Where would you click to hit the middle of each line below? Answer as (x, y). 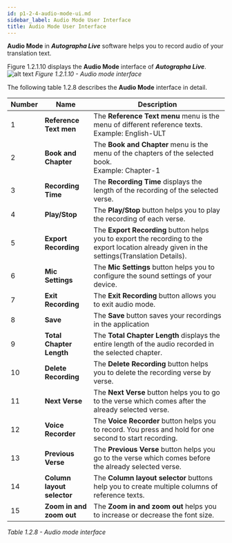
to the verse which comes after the (150, 401)
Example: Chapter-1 (127, 171)
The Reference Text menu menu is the (156, 116)
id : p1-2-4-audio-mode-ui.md (49, 13)
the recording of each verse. (139, 219)
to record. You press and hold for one (154, 430)
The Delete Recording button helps (151, 364)
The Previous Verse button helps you (154, 450)
